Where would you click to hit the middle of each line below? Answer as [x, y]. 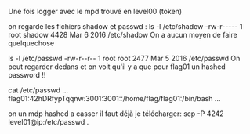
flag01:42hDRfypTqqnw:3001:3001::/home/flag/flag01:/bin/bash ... [114, 98]
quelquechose [31, 43]
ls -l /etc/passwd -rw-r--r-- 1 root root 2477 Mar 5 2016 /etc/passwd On [124, 58]
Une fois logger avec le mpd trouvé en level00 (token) [95, 11]
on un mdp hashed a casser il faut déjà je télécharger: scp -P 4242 [116, 114]
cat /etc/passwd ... [38, 90]
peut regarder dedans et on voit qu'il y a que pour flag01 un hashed [117, 67]
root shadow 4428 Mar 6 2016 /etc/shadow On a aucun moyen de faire [123, 35]
